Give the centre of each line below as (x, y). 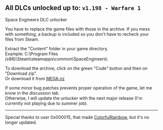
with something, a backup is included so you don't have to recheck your (77, 34)
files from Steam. (22, 39)
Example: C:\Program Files (32, 54)
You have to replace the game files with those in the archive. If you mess (78, 29)
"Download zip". (21, 73)
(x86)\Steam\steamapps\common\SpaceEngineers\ (56, 59)
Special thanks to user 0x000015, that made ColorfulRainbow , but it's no (77, 117)
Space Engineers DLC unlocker (36, 19)
